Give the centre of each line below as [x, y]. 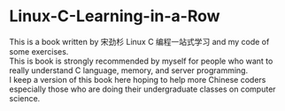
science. [25, 98]
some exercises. [39, 51]
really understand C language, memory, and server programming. [129, 70]
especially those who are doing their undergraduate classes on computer [142, 89]
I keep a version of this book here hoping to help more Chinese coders [138, 79]
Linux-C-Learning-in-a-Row [115, 16]
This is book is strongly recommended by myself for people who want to [141, 61]
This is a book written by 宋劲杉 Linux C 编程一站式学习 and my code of [139, 41]
